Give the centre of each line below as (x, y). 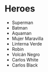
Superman (22, 22)
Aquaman (22, 33)
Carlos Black (25, 65)
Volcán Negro (26, 54)
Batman (20, 27)
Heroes (20, 9)
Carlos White (25, 59)
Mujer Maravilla (27, 38)
